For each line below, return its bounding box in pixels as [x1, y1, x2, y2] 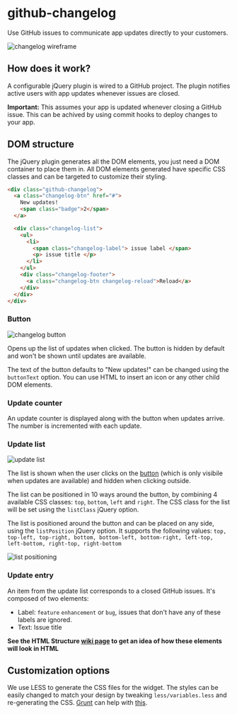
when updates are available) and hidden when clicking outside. [7, 477, 191, 485]
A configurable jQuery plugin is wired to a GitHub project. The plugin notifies [7, 81, 231, 90]
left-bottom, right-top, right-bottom [7, 540, 122, 548]
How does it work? [7, 62, 91, 75]
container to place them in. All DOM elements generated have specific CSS [7, 164, 226, 173]
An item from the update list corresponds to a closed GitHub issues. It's [7, 586, 216, 595]
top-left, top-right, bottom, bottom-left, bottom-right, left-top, [7, 534, 214, 541]
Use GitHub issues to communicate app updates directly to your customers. [7, 28, 229, 37]
